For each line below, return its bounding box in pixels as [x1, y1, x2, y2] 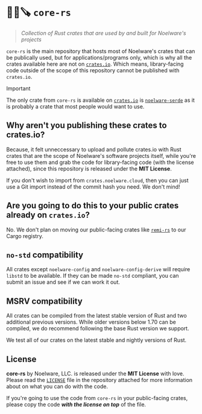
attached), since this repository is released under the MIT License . [6, 165, 172, 172]
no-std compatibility [6, 249, 83, 260]
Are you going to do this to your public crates [6, 201, 179, 211]
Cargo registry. [6, 232, 43, 239]
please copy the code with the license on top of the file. [6, 401, 147, 408]
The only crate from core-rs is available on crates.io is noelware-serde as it [6, 96, 195, 104]
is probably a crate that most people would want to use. [6, 102, 145, 110]
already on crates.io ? [6, 210, 90, 221]
